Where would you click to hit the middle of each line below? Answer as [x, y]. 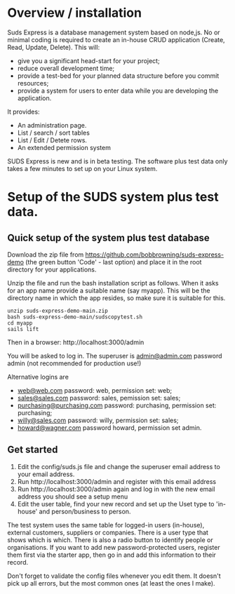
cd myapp [20, 323]
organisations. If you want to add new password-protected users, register [114, 547]
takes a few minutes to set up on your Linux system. [82, 168]
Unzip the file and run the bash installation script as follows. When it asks [113, 283]
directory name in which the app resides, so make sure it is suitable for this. [116, 298]
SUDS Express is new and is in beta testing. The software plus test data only [117, 161]
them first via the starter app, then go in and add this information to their [112, 555]
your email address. [46, 474]
